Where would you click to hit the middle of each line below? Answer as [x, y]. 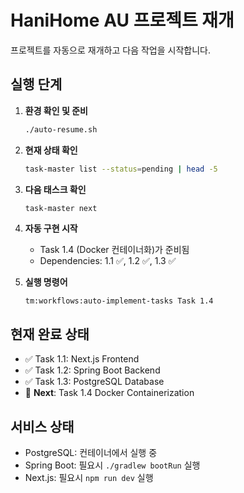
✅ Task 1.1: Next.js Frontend [82, 359]
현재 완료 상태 [50, 334]
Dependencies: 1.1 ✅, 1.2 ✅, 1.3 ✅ [108, 261]
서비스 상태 [42, 426]
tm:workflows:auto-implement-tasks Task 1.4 [119, 301]
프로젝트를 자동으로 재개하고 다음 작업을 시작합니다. [110, 50]
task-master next [61, 208]
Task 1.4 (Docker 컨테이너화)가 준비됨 [114, 250]
